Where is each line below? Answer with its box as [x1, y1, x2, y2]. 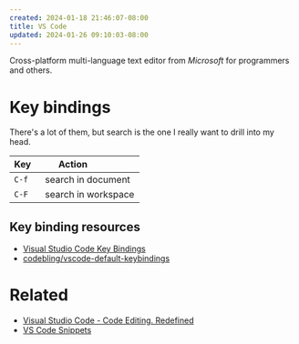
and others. [9, 65, 53, 76]
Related [9, 285, 68, 306]
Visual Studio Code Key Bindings [22, 243, 146, 255]
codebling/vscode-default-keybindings [22, 253, 170, 264]
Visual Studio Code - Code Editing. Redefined [22, 315, 194, 326]
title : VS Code [9, 22, 67, 31]
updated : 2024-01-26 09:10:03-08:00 [9, 30, 149, 39]
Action [57, 158, 88, 171]
